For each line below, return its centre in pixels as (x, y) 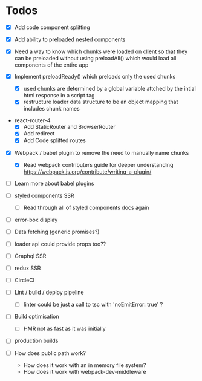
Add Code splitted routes (54, 140)
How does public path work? (50, 353)
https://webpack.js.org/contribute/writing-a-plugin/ (87, 171)
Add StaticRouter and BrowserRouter (69, 127)
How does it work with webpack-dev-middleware (85, 371)
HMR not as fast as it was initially (65, 329)
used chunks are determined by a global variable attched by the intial (109, 89)
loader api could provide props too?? (60, 244)
